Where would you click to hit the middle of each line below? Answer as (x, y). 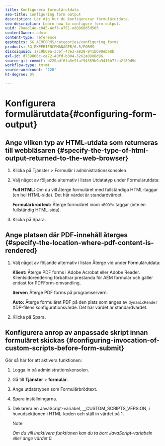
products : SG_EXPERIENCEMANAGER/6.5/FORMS (50, 47)
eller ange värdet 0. (33, 438)
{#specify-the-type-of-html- (103, 150)
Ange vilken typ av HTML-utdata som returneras (82, 143)
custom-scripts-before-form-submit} (65, 348)
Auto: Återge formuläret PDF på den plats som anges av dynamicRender (85, 302)
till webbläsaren (30, 150)
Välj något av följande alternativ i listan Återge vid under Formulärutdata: (86, 263)
